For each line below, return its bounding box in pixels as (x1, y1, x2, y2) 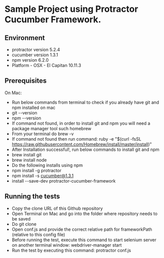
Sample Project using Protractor (4, 3, 138, 15)
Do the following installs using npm (11, 162, 83, 168)
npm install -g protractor (11, 167, 62, 173)
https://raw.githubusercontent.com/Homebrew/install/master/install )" (11, 141, 152, 147)
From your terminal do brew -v (11, 131, 74, 137)
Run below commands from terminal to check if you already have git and (11, 99, 160, 105)
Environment (4, 34, 45, 42)
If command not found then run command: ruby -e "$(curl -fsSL (11, 136, 141, 142)
